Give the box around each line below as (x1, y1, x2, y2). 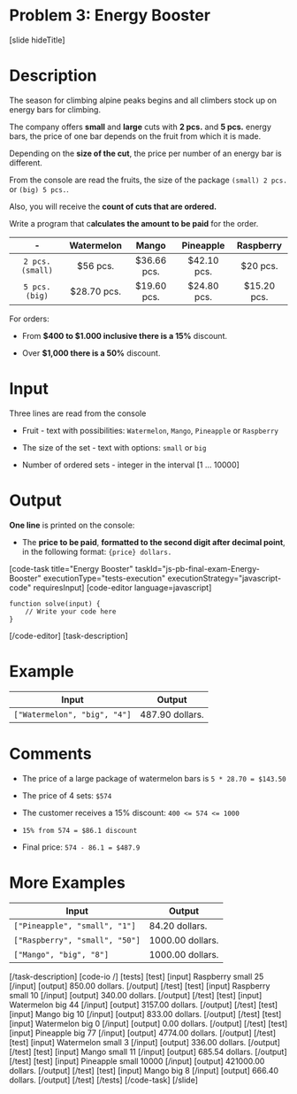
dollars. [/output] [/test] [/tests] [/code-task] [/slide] (9, 1075, 199, 1085)
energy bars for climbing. (9, 104, 102, 115)
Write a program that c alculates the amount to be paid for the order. (9, 218, 259, 228)
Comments (9, 743, 92, 764)
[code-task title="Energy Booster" (9, 563, 133, 574)
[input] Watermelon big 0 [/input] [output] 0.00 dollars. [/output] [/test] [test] (9, 1018, 288, 1029)
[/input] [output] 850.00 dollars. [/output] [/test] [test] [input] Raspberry (9, 980, 270, 991)
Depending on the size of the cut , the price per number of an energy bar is (9, 148, 282, 158)
